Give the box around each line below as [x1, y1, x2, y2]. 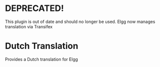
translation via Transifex [5, 23, 53, 29]
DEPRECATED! [5, 3, 64, 14]
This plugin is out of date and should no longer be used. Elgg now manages [5, 19, 156, 24]
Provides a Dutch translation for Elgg [5, 56, 78, 62]
